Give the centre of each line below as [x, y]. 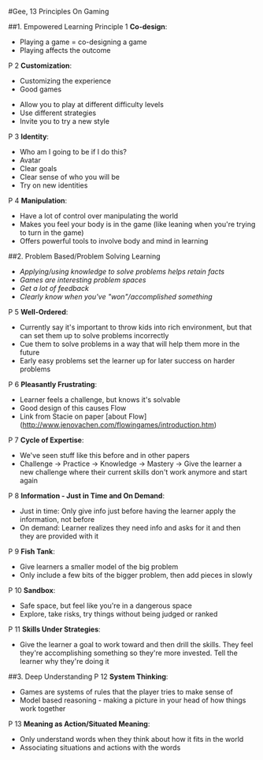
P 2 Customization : [40, 65]
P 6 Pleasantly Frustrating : [52, 384]
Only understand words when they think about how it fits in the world [131, 739]
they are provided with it [59, 536]
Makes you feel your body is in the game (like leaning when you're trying [137, 224]
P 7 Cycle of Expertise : [46, 440]
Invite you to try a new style [65, 121]
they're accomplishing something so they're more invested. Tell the [128, 653]
